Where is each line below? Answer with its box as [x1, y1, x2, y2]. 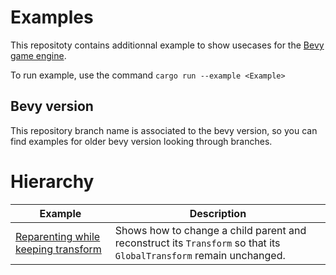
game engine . [10, 49, 67, 61]
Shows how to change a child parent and [114, 223, 307, 237]
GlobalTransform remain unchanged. [114, 248, 286, 262]
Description [189, 206, 247, 220]
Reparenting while [15, 229, 101, 243]
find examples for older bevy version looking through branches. [10, 135, 273, 147]
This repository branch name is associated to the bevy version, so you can [10, 124, 318, 136]
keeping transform [15, 242, 102, 256]
